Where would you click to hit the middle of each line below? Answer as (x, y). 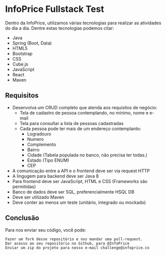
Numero (35, 139)
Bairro (33, 149)
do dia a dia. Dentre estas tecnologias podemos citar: (60, 28)
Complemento (41, 144)
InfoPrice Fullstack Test (55, 9)
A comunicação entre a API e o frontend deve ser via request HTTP (81, 171)
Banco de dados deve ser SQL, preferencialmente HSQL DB (73, 191)
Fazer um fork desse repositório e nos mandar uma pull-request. (74, 239)
